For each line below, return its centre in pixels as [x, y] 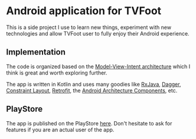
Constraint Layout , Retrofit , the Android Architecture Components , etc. [92, 90]
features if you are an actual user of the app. [60, 130]
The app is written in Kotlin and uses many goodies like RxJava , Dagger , [94, 84]
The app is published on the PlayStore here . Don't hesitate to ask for [89, 123]
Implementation [36, 52]
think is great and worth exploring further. [57, 73]
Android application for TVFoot [84, 11]
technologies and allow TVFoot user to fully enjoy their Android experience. [98, 33]
